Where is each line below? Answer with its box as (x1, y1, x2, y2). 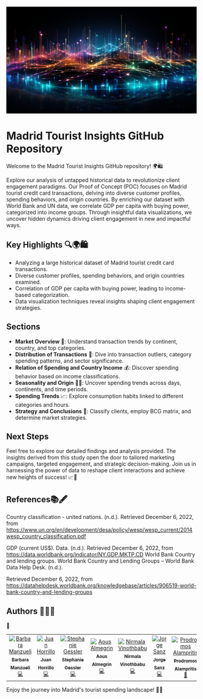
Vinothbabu (120, 661, 146, 667)
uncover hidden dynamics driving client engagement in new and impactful (6, 215, 191, 222)
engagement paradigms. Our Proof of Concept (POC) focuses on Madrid (6, 182, 187, 190)
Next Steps (6, 431, 49, 441)
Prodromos (173, 658, 198, 664)
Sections (6, 322, 40, 332)
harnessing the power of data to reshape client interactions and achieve (6, 467, 185, 474)
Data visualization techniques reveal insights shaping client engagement (14, 298, 195, 305)
